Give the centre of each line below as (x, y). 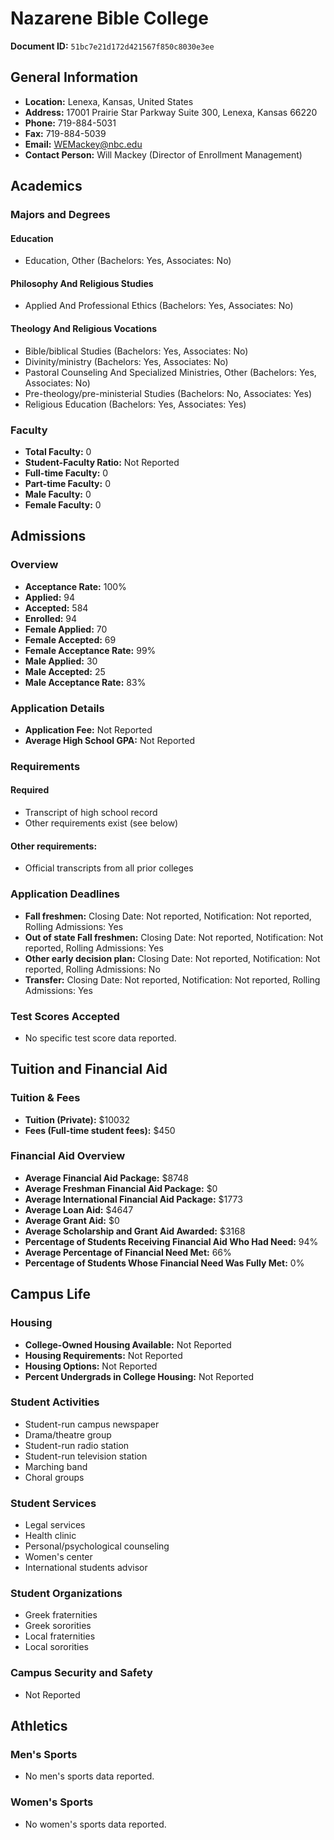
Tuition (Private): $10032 (77, 1119)
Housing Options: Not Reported (91, 1366)
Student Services (53, 1503)
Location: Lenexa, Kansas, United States (109, 101)
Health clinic (50, 1536)
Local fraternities (60, 1636)
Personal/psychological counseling (97, 1546)
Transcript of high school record (91, 813)
